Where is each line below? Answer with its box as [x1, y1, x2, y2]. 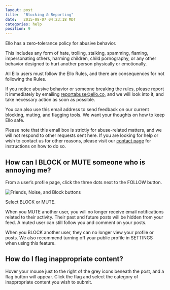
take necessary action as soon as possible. [5, 97, 95, 103]
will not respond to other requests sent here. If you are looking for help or [5, 132, 159, 138]
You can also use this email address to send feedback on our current [5, 106, 149, 113]
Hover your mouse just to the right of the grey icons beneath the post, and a [5, 268, 164, 274]
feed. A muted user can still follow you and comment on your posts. [5, 219, 147, 226]
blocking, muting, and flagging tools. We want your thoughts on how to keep [5, 112, 165, 118]
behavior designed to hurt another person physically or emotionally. [5, 61, 147, 67]
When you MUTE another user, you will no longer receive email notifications [5, 208, 164, 214]
